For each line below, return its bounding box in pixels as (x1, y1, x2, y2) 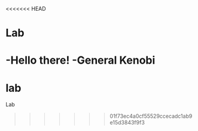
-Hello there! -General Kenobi (5, 53, 156, 67)
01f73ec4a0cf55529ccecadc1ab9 (109, 112, 193, 120)
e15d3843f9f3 (109, 119, 145, 126)
